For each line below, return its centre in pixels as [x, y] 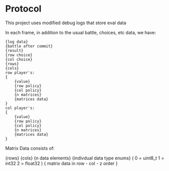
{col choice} [19, 59]
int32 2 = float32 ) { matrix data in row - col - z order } [62, 163]
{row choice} [19, 55]
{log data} [17, 42]
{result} [14, 50]
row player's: [20, 73]
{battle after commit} [29, 46]
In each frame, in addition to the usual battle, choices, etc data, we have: [81, 32]
